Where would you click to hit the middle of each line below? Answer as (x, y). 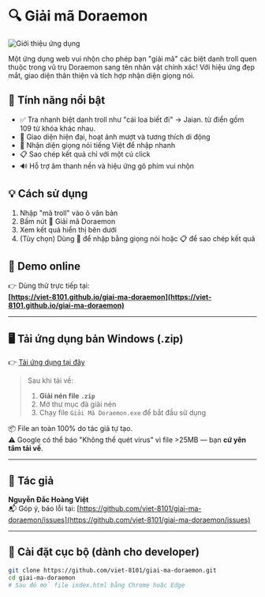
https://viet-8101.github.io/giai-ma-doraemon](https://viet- (111, 297)
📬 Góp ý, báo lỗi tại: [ (44, 508)
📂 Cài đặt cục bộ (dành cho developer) (104, 552)
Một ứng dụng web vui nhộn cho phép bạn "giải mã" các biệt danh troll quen (132, 59)
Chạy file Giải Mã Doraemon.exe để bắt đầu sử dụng (123, 413)
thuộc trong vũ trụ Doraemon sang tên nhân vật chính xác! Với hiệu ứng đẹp (131, 67)
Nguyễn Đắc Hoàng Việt (49, 499)
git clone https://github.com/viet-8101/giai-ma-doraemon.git (112, 570)
